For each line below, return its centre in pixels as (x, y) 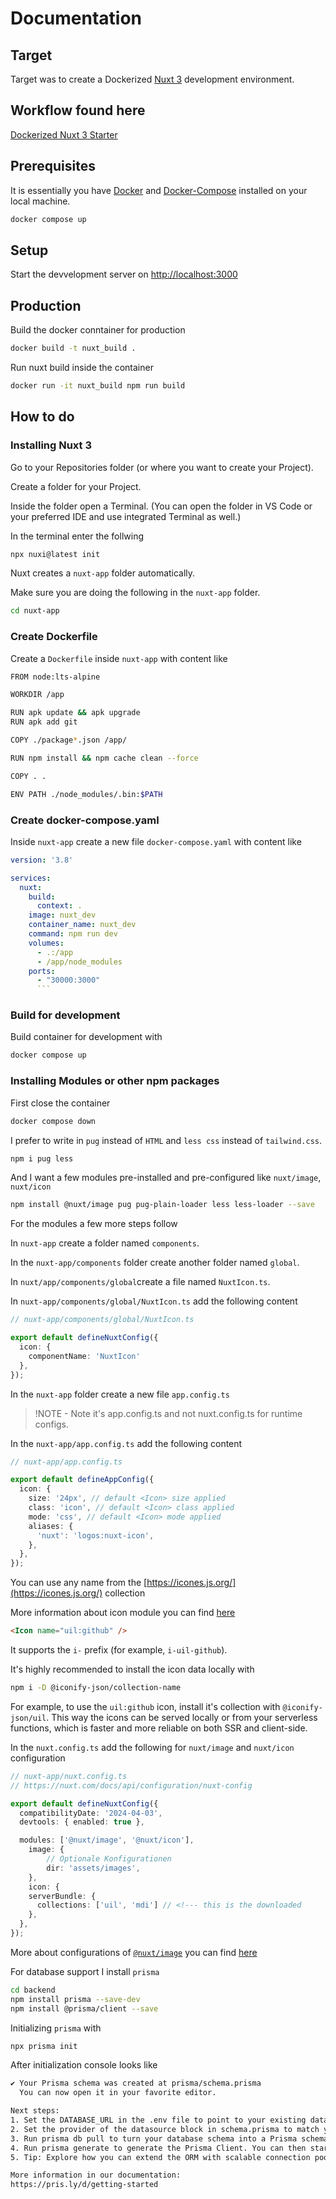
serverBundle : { (62, 1896)
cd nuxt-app (35, 611)
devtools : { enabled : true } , (82, 1822)
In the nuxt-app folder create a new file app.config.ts (120, 1394)
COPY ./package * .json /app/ (69, 740)
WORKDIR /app (37, 695)
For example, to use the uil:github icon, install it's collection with (145, 1706)
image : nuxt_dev (62, 915)
